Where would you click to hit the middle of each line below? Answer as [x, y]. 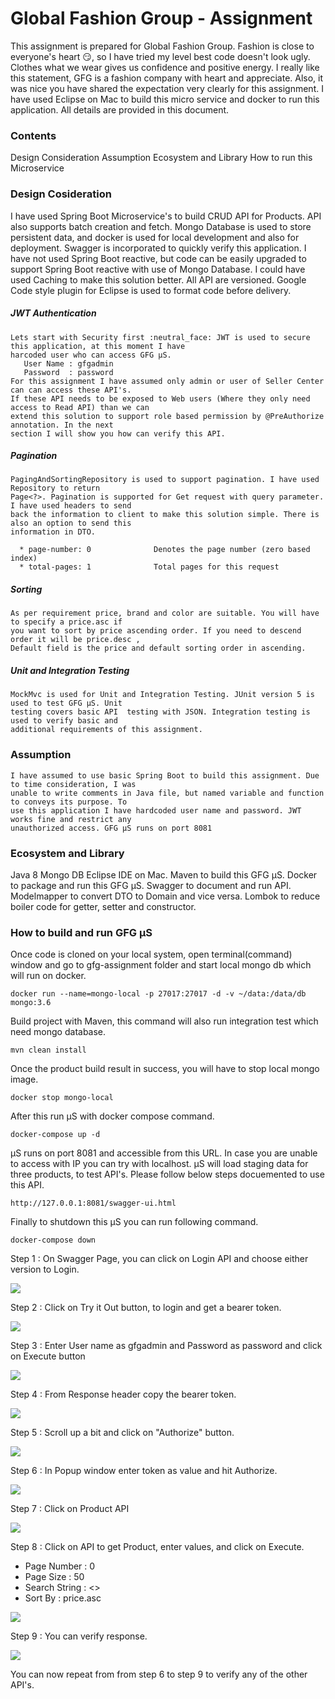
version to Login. [45, 1269]
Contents [33, 135]
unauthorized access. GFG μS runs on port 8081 [111, 828]
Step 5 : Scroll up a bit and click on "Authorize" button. [122, 1433]
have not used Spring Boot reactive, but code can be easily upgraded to [158, 258]
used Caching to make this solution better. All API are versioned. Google [158, 279]
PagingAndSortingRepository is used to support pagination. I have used [165, 480]
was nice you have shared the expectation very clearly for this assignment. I [167, 88]
